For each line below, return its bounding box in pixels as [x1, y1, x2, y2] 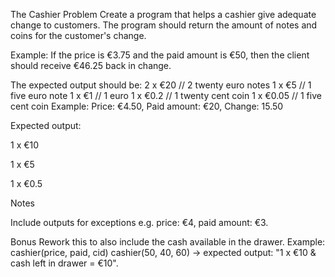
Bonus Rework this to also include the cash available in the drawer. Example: [10, 236, 326, 248]
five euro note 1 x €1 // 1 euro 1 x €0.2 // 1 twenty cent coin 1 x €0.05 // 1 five [10, 90, 322, 101]
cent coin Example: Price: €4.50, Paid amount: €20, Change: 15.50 [10, 100, 284, 112]
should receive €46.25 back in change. [10, 60, 172, 71]
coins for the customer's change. [10, 30, 147, 41]
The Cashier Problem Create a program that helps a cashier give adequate [10, 9, 317, 20]
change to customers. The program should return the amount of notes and [10, 19, 318, 31]
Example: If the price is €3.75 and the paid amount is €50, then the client [10, 49, 310, 61]
